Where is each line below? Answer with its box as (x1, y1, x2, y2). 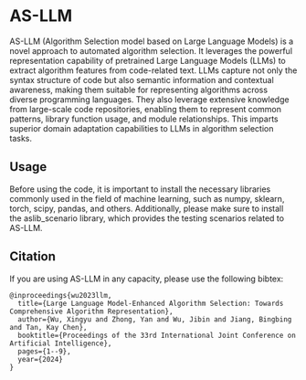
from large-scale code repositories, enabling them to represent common (9, 103, 281, 114)
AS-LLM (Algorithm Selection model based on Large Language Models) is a (9, 36, 294, 47)
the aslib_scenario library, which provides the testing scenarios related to (9, 212, 285, 224)
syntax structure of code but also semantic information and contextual (9, 74, 274, 85)
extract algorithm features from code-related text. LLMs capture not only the (9, 65, 298, 76)
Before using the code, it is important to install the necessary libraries (9, 184, 271, 195)
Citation (9, 248, 57, 265)
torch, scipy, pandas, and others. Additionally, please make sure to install (9, 203, 284, 214)
